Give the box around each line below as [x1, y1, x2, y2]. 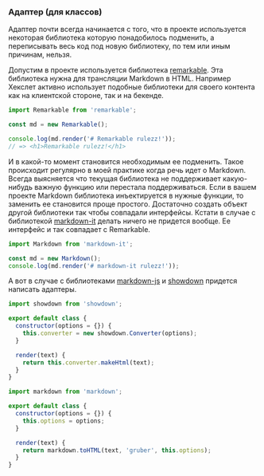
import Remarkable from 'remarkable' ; [8, 106, 137, 114]
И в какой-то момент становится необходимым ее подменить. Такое [8, 156, 244, 166]
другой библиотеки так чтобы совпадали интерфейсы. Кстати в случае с [8, 207, 256, 217]
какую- [222, 174, 248, 183]
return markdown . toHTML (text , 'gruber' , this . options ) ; [22, 446, 212, 454]
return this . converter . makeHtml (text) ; [22, 358, 155, 367]
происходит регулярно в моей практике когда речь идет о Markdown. [8, 165, 247, 175]
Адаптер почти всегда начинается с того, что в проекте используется [8, 25, 247, 34]
